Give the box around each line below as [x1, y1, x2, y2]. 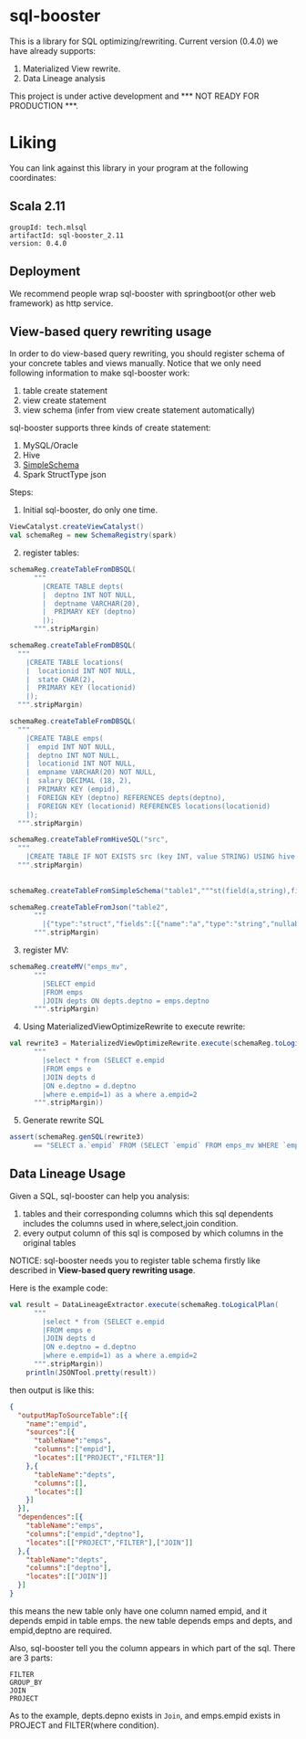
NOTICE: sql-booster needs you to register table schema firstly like [9, 1255, 261, 1266]
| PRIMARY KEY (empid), [25, 785, 120, 795]
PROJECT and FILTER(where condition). [9, 1719, 159, 1731]
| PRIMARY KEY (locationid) [25, 683, 137, 692]
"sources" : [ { [25, 1428, 76, 1437]
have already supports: [9, 45, 97, 56]
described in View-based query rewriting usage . [9, 1264, 196, 1275]
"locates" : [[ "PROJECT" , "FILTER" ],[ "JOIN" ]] [25, 1538, 194, 1547]
